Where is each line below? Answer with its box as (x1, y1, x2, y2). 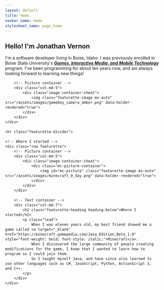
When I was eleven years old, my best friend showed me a (31, 222, 152, 227)
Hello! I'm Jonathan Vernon (5, 42, 90, 50)
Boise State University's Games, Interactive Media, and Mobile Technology (5, 60, 159, 66)
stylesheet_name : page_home (5, 23, 62, 28)
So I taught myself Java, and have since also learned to (31, 256, 152, 261)
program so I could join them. (5, 251, 69, 256)
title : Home (5, 13, 29, 18)
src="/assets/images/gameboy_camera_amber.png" (5, 100, 104, 105)
